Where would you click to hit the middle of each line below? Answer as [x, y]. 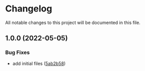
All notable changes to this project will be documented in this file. [73, 22]
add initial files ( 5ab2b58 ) [39, 63]
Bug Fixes [18, 52]
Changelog [29, 9]
